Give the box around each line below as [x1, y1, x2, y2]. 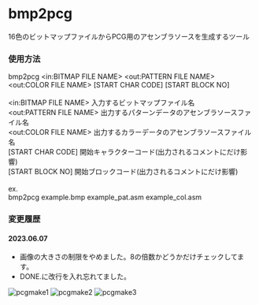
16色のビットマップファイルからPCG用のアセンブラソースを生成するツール [8, 32, 250, 41]
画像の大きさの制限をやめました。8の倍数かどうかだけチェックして [19, 252, 238, 262]
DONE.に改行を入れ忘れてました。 [19, 272, 131, 281]
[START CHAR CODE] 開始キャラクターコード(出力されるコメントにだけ [8, 147, 241, 157]
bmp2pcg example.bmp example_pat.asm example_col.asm [8, 192, 202, 202]
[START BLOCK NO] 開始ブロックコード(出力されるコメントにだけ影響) [8, 167, 239, 177]
